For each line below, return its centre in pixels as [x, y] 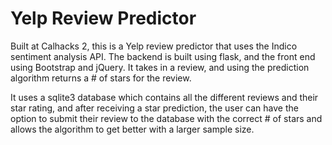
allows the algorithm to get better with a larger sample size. [132, 129]
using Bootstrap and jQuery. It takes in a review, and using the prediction [160, 67]
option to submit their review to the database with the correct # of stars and [166, 118]
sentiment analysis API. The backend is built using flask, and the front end [163, 56]
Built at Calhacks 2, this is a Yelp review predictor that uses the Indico [154, 46]
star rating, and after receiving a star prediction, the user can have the [154, 108]
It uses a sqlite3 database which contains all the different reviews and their [164, 97]
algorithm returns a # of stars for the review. [101, 78]
